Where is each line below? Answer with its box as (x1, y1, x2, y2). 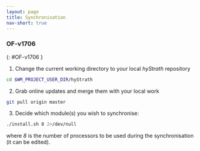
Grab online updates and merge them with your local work (14, 87, 160, 95)
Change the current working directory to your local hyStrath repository (14, 65, 191, 72)
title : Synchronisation (6, 14, 66, 20)
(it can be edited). (6, 138, 51, 146)
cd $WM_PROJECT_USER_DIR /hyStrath (6, 76, 93, 83)
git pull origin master (6, 99, 66, 105)
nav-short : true (6, 20, 47, 26)
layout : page (6, 8, 39, 15)
